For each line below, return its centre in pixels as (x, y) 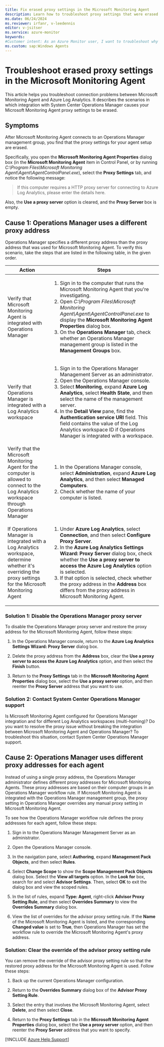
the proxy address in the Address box (103, 584)
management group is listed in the (99, 345)
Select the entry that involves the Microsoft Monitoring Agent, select (81, 1005)
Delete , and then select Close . (43, 1010)
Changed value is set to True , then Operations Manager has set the (80, 927)
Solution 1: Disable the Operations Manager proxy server (73, 616)
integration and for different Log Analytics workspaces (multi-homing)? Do (80, 721)
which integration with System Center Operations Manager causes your (77, 105)
